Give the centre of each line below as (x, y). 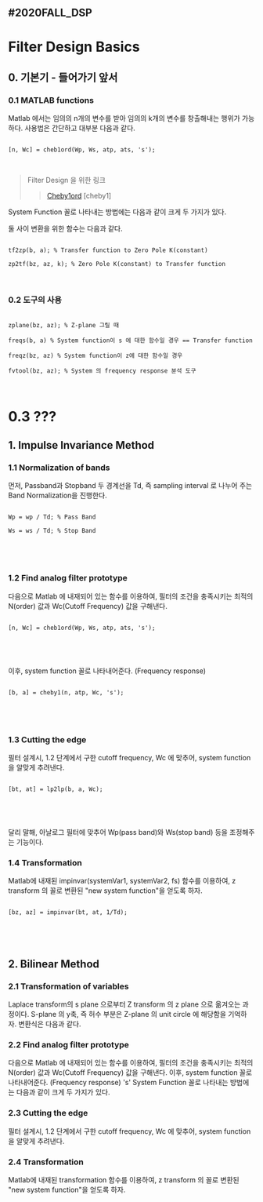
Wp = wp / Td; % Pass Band (52, 517)
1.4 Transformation (45, 862)
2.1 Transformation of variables (68, 986)
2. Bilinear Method (54, 964)
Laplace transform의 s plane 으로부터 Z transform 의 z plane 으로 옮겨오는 (124, 1004)
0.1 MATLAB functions (51, 100)
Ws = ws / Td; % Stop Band (52, 531)
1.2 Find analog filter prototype (68, 578)
